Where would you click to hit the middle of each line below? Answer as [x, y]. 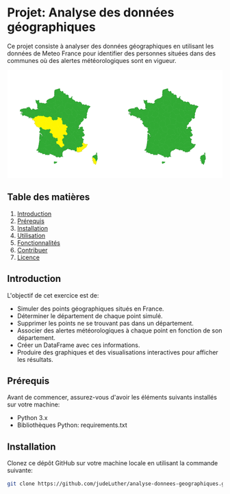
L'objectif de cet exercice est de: [53, 295]
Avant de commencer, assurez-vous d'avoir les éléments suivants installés [112, 398]
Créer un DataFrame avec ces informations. [78, 345]
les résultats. [35, 359]
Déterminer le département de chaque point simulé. [90, 315]
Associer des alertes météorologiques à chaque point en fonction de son [119, 330]
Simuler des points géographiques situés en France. [90, 309]
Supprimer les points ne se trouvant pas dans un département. [105, 323]
